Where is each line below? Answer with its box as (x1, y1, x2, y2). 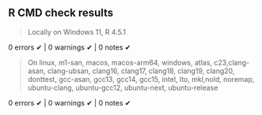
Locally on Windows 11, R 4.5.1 (27, 27, 127, 36)
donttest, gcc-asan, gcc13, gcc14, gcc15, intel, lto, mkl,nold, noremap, (27, 74, 255, 83)
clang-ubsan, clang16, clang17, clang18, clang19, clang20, (47, 66, 235, 76)
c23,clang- (213, 57, 250, 67)
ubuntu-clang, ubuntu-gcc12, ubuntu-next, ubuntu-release (27, 83, 218, 92)
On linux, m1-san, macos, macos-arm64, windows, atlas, (27, 57, 212, 67)
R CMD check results (8, 6, 114, 20)
